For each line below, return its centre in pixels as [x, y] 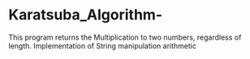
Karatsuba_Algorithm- [86, 15]
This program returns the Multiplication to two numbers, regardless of [125, 37]
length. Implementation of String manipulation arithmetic [103, 45]
